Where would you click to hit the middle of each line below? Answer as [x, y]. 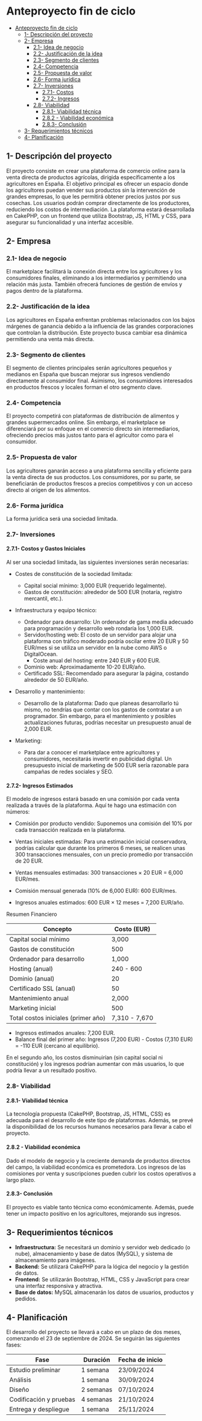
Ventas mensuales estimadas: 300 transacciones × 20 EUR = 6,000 [99, 873]
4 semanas [97, 1400]
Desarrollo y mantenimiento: [50, 691]
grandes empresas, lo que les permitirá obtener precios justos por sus [93, 196]
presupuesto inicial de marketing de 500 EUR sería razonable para [106, 765]
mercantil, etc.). [43, 599]
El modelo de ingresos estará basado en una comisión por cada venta [93, 799]
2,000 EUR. [38, 729]
